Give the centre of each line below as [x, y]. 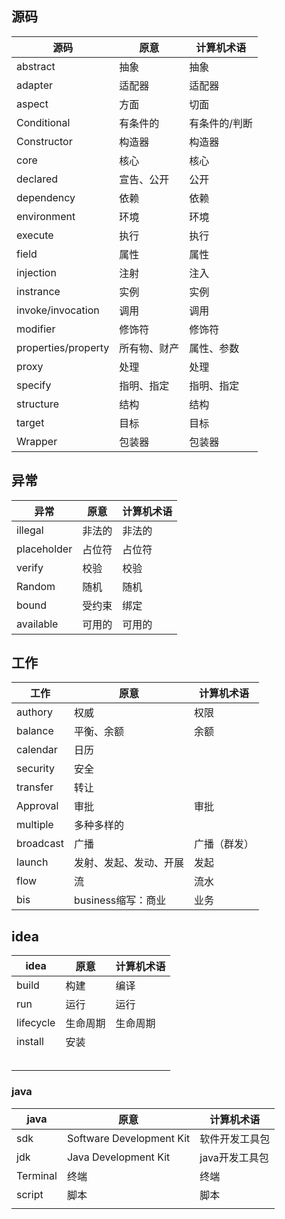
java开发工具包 [234, 1157]
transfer [35, 787]
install [30, 1042]
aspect [32, 104]
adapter [34, 85]
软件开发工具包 [235, 1139]
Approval [37, 806]
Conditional [43, 122]
